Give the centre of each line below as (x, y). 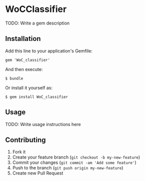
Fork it (19, 152)
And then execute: (24, 69)
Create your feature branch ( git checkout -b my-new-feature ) (76, 157)
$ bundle (14, 78)
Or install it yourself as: (29, 87)
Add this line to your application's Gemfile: (49, 50)
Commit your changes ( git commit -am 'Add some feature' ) (74, 162)
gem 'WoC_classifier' (28, 60)
